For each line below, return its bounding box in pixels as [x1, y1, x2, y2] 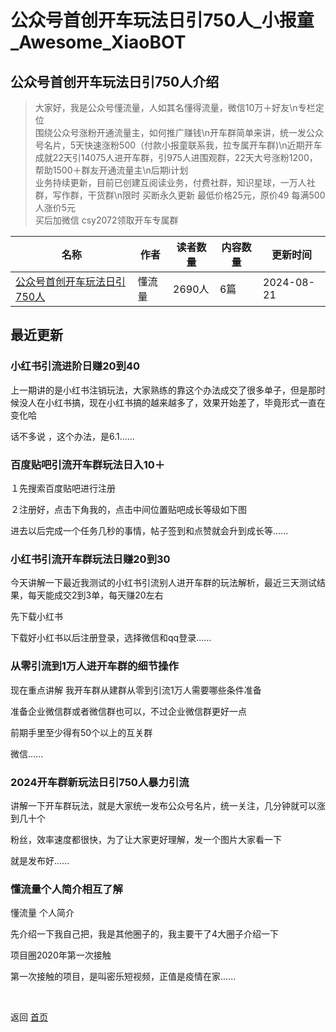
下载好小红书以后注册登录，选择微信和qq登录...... [10, 632, 212, 644]
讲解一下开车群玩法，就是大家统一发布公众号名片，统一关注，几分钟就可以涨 [10, 799, 326, 811]
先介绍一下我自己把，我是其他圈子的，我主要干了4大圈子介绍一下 [10, 928, 280, 940]
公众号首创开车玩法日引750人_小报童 [10, 9, 315, 32]
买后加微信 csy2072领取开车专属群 [34, 214, 179, 226]
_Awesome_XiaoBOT [10, 31, 187, 54]
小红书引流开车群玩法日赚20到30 [10, 552, 171, 566]
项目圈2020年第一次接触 [10, 949, 112, 961]
